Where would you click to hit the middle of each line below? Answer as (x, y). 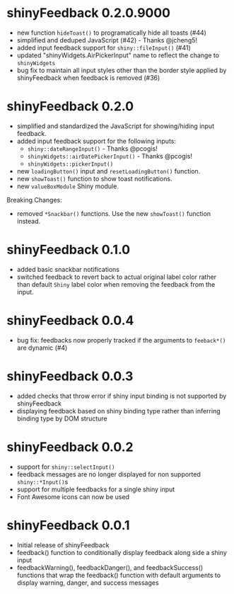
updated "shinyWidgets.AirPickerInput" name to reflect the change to (118, 55)
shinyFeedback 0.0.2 (70, 447)
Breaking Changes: (35, 200)
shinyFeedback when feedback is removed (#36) (88, 78)
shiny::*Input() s (42, 481)
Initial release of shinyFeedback (63, 545)
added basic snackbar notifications (68, 269)
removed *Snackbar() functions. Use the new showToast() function (114, 213)
